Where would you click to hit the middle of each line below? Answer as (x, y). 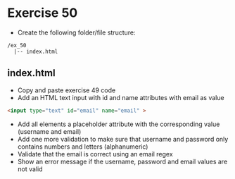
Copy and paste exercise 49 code (66, 90)
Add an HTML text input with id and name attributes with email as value (121, 97)
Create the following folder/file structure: (76, 32)
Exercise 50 (43, 13)
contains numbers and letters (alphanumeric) (83, 147)
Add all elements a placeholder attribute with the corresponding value (119, 124)
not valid (30, 169)
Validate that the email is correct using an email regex (95, 154)
